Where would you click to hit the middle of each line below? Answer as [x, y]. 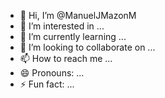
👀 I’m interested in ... [62, 26]
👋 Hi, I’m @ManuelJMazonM [78, 15]
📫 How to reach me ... [66, 58]
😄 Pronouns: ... [52, 73]
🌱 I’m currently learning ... [73, 36]
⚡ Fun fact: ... [47, 84]
